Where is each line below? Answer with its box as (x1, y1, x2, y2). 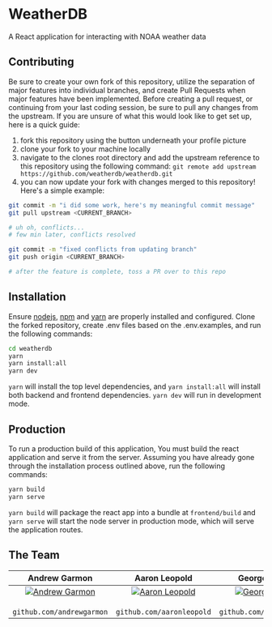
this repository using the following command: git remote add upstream (19, 161, 257, 171)
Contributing (8, 55, 74, 69)
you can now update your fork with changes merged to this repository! (19, 177, 256, 186)
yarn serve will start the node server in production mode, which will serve (8, 516, 255, 526)
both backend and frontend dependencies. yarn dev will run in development (8, 390, 261, 400)
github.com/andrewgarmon (12, 607, 108, 616)
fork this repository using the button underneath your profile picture (19, 135, 247, 145)
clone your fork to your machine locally (19, 143, 151, 154)
